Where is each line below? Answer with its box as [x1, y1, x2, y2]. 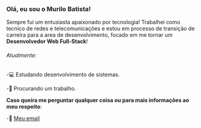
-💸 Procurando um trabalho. [6, 85, 77, 92]
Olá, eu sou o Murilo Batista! [6, 5, 91, 13]
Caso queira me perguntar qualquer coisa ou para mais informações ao [6, 96, 189, 104]
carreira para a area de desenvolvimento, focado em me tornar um [6, 31, 173, 39]
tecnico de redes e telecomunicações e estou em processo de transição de [6, 25, 196, 32]
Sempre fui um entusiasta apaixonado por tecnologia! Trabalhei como [6, 19, 180, 26]
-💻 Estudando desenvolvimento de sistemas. [6, 71, 120, 78]
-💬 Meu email [6, 114, 40, 122]
